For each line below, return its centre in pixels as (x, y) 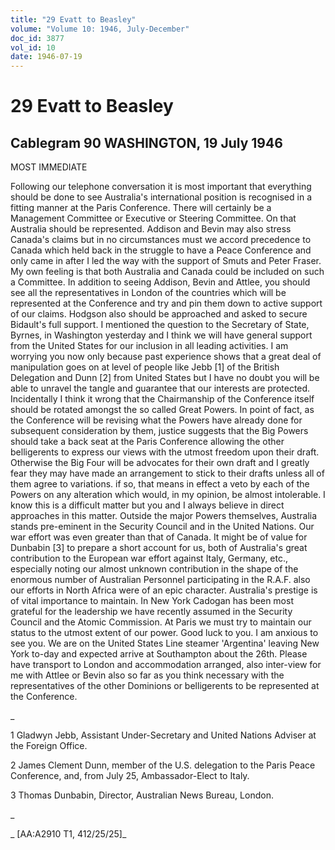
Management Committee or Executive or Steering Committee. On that (153, 218)
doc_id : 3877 (37, 38)
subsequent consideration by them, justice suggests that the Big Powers (159, 431)
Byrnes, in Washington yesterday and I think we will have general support (161, 335)
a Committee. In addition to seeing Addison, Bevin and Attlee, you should (160, 282)
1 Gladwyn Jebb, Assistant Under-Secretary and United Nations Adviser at (163, 735)
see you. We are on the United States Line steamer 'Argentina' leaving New (165, 643)
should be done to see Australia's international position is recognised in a (161, 197)
